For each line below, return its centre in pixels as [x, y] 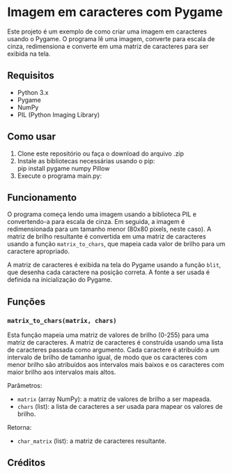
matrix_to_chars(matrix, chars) [62, 321]
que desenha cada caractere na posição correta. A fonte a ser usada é [109, 272]
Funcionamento [42, 197]
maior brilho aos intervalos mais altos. [62, 372]
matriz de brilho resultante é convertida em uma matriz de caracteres [107, 236]
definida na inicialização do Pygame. [60, 280]
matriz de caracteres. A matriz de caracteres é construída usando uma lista [115, 343]
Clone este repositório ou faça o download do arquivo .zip [101, 153]
